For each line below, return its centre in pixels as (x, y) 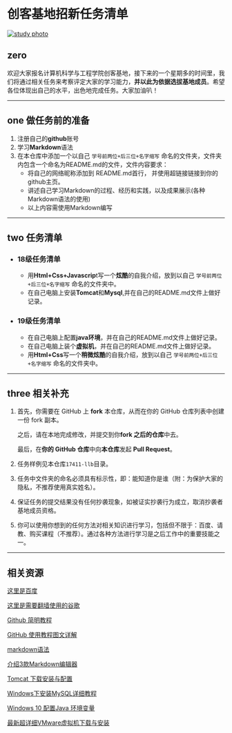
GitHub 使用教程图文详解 (42, 635)
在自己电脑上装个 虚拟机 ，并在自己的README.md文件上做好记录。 (121, 346)
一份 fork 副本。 (40, 420)
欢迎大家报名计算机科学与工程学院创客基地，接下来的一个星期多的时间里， (113, 72)
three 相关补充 (38, 393)
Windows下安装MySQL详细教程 (52, 694)
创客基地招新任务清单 (68, 14)
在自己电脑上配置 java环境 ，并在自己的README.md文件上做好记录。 (124, 337)
